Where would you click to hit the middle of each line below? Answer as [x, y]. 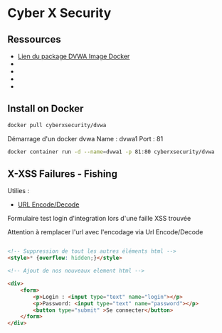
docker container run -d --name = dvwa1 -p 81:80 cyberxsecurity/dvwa [111, 152]
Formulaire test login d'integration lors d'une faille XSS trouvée [99, 219]
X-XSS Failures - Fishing [62, 174]
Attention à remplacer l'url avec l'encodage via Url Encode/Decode [105, 232]
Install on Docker [46, 109]
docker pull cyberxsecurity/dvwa [57, 125]
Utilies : [18, 191]
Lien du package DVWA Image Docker [74, 56]
